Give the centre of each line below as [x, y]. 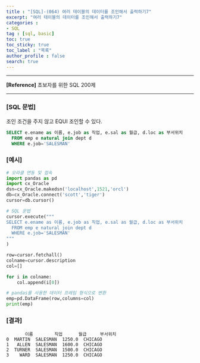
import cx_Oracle [28, 184]
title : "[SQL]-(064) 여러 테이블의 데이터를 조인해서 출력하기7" [79, 12]
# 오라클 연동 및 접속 [29, 173]
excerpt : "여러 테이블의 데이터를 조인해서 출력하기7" [64, 17]
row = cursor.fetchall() [34, 255]
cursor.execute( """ [30, 217]
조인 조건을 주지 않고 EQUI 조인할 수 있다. [54, 121]
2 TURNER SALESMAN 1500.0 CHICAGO [54, 350]
